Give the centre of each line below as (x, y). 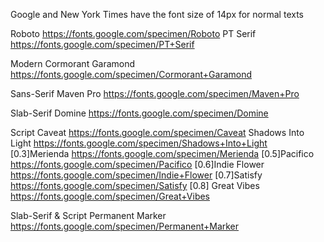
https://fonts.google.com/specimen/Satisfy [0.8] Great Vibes (135, 185)
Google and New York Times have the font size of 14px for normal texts (157, 14)
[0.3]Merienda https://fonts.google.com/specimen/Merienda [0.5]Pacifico (162, 153)
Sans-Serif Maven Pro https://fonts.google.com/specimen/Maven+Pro (155, 93)
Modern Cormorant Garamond (73, 63)
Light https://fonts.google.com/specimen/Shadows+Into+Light (139, 143)
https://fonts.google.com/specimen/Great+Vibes (110, 196)
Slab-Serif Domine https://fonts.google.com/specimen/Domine (139, 113)
